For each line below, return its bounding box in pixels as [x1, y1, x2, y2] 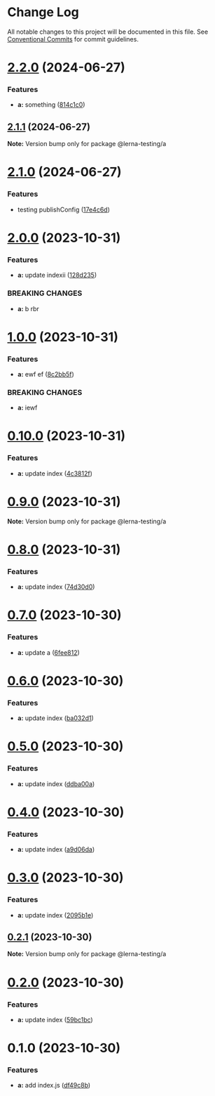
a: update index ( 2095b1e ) [17, 911, 94, 919]
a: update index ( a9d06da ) [17, 845, 95, 854]
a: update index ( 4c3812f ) [17, 469, 93, 478]
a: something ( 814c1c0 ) [17, 100, 85, 109]
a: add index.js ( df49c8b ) [17, 1081, 91, 1090]
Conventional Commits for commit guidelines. [7, 34, 139, 43]
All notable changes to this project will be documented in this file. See [7, 27, 209, 36]
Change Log [7, 4, 79, 20]
